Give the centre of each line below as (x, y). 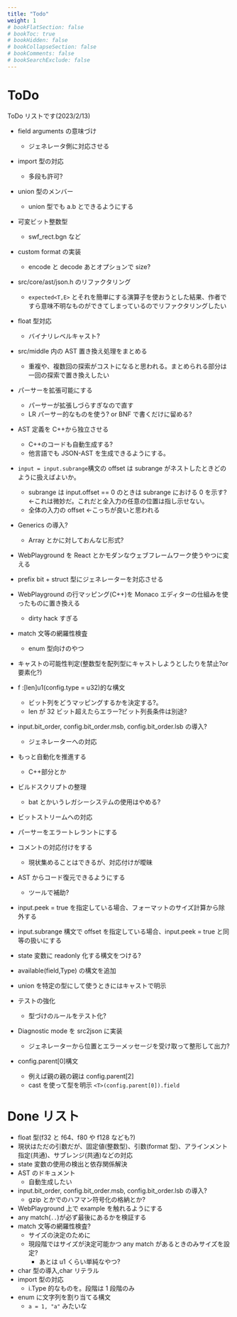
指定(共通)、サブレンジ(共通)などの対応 (75, 1155)
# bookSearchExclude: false (49, 60)
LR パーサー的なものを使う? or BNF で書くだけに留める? (110, 414)
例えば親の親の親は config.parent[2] (81, 1076)
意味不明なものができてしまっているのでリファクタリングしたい (134, 305)
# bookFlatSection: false (45, 27)
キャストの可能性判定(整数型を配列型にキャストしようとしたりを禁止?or (123, 663)
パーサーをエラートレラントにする (67, 832)
